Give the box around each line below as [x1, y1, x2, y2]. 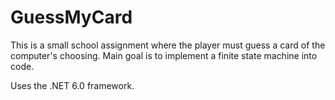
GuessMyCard [10, 6, 133, 29]
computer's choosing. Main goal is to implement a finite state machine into [10, 49, 318, 61]
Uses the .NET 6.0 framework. [10, 79, 135, 91]
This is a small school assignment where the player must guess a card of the [10, 39, 326, 51]
